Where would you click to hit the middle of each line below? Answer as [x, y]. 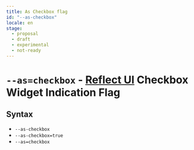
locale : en [20, 23]
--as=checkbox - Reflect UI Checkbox [97, 79]
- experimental [30, 45]
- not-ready [26, 51]
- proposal [25, 34]
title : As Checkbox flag [37, 12]
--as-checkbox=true [39, 135]
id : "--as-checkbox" [32, 17]
